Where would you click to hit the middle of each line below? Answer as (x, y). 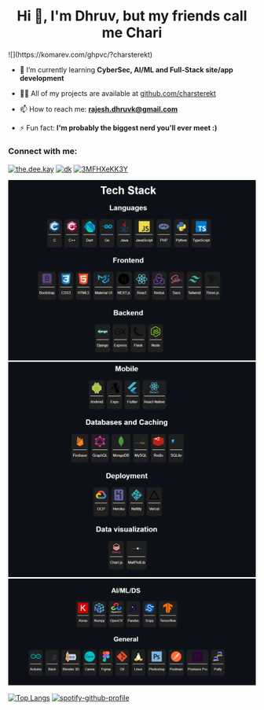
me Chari (132, 33)
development (42, 78)
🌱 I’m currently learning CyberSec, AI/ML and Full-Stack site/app (126, 69)
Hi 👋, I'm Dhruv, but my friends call (132, 16)
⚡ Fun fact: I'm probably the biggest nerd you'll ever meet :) (118, 127)
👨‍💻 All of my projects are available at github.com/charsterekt (117, 93)
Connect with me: (43, 151)
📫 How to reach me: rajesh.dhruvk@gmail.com (99, 109)
